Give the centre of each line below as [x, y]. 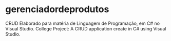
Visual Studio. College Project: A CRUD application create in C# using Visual [86, 28]
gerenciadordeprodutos [57, 9]
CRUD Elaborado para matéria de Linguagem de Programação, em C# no [83, 23]
